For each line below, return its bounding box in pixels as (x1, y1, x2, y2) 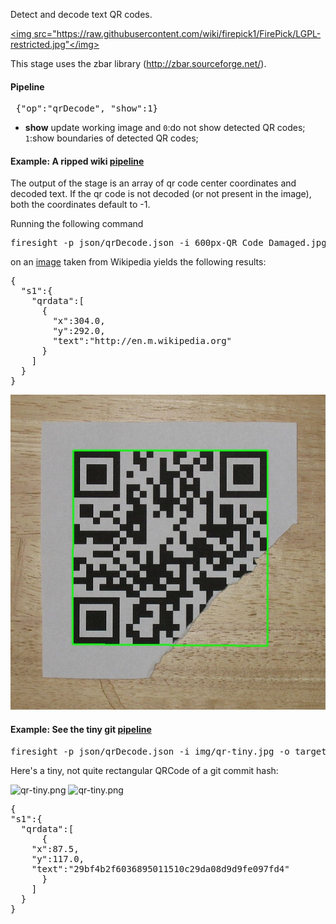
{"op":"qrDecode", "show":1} (15, 103, 159, 114)
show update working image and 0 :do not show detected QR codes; (24, 122, 306, 134)
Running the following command (10, 218, 144, 230)
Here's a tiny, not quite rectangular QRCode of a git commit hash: (10, 764, 279, 776)
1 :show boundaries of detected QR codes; (24, 132, 199, 144)
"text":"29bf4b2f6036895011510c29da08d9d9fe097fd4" (31, 863, 290, 874)
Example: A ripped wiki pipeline (10, 155, 145, 167)
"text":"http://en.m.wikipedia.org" (52, 335, 233, 347)
